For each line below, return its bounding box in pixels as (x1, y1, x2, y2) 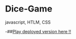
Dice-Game (5, 3, 52, 14)
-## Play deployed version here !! (5, 28, 72, 34)
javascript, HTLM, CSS (5, 19, 51, 25)
